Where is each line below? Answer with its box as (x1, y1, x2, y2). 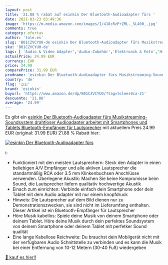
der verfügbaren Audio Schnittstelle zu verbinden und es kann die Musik (12, 239, 162, 245)
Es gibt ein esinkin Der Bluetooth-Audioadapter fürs (5, 114, 111, 120)
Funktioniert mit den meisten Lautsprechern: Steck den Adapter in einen (12, 159, 161, 165)
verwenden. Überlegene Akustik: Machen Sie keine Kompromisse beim (12, 175, 159, 181)
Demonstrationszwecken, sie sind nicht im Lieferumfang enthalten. (12, 202, 150, 208)
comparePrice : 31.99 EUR (5, 68, 57, 73)
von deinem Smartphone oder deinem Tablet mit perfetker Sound (12, 223, 147, 229)
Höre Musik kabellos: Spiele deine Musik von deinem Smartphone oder (12, 213, 159, 219)
